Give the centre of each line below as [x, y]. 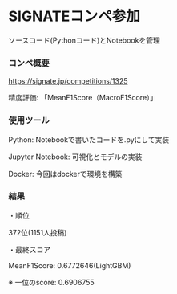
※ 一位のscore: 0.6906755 [51, 282]
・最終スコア [29, 249]
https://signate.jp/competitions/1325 [68, 81]
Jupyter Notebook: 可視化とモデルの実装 [75, 157]
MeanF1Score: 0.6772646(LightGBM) [70, 265]
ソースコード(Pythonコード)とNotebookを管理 [84, 40]
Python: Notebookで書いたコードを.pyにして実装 [89, 139]
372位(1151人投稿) [38, 232]
